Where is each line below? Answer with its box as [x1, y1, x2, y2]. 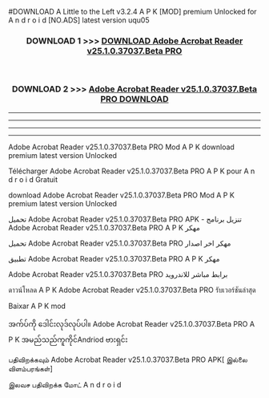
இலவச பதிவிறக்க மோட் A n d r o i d [8, 380, 122, 389]
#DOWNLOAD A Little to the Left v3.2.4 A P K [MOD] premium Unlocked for [8, 7, 258, 16]
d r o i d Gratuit [8, 174, 58, 184]
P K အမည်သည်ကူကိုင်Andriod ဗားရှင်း [8, 335, 128, 344]
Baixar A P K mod [8, 301, 66, 311]
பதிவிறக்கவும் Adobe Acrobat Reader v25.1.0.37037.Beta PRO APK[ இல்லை [8, 355, 248, 364]
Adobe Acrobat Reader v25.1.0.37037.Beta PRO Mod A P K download [8, 142, 235, 152]
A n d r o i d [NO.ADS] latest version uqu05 [8, 15, 150, 25]
